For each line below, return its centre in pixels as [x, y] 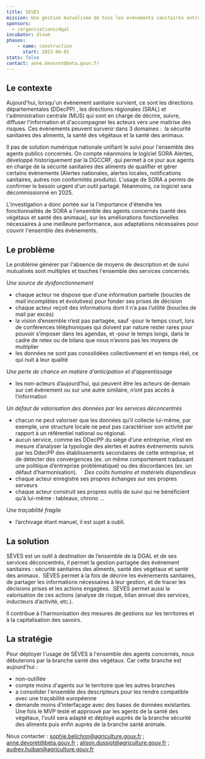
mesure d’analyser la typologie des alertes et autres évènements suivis [104, 446]
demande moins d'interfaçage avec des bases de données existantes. [103, 705]
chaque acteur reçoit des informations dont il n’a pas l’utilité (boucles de [106, 308]
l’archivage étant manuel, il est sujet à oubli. [70, 522]
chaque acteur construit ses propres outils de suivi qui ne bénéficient [102, 492]
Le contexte [29, 88]
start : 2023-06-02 [46, 52]
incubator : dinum [28, 35]
